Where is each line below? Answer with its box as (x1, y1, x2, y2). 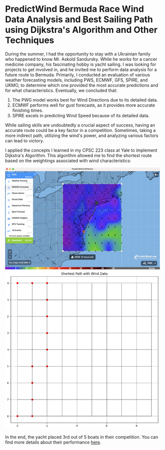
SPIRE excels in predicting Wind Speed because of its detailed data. (12, 112, 150, 118)
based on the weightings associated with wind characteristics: (5, 158, 132, 163)
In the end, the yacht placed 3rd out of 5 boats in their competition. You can (5, 434, 159, 440)
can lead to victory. (5, 137, 44, 143)
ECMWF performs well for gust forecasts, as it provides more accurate (12, 102, 156, 108)
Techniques (5, 35, 55, 46)
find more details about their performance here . (5, 439, 102, 445)
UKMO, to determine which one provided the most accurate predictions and (5, 82, 159, 88)
